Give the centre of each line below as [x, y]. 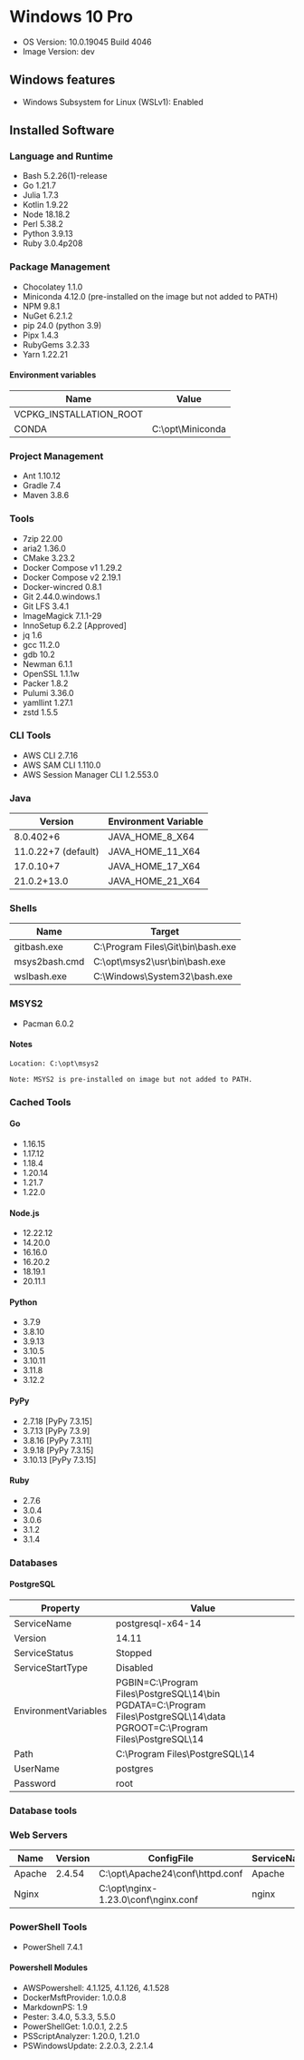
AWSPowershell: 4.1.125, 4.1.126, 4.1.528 [96, 1987]
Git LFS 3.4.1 [46, 606]
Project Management [57, 456]
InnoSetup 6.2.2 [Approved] [74, 625]
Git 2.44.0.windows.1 [61, 596]
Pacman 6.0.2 [48, 1024]
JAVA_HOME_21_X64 [154, 881]
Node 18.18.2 [46, 214]
